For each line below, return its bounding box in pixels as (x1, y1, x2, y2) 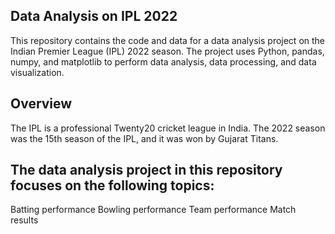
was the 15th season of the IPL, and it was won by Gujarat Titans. (10, 132, 279, 144)
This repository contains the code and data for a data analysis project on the (10, 34, 326, 46)
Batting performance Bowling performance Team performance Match (10, 204, 297, 216)
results (10, 214, 39, 226)
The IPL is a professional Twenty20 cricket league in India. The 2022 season (10, 122, 326, 134)
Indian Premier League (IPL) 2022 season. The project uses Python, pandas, (10, 45, 325, 57)
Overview (10, 95, 73, 113)
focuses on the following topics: (10, 177, 215, 194)
